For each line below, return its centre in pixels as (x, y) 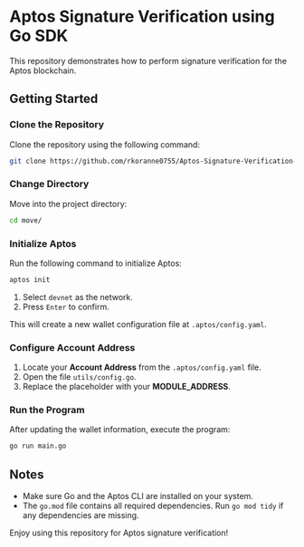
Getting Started (54, 99)
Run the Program (47, 410)
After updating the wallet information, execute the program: (120, 429)
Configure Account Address (72, 347)
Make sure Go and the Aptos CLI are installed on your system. (138, 496)
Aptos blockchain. (43, 71)
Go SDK (39, 36)
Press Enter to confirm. (66, 307)
